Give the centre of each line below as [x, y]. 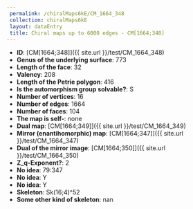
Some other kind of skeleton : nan [65, 200]
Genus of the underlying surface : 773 [71, 60]
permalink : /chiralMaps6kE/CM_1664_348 [67, 13]
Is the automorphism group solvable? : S [75, 89]
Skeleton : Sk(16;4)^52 [48, 192]
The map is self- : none [49, 119]
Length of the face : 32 [49, 67]
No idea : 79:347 [39, 170]
